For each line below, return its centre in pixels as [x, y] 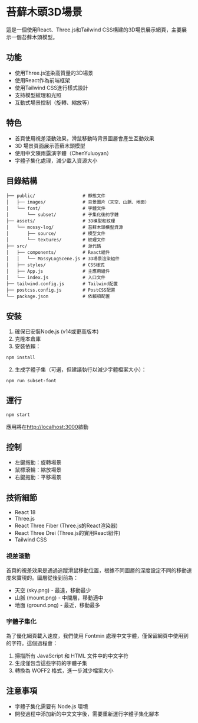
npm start [18, 415]
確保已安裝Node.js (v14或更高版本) [57, 331]
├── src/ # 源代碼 [54, 246]
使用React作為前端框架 [42, 80]
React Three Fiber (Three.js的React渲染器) [66, 526]
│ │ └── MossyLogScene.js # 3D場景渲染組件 [63, 259]
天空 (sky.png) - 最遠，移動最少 [53, 590]
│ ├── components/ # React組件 [58, 253]
